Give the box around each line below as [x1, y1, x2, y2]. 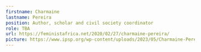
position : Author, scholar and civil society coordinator [5, 20, 154, 26]
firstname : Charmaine [5, 8, 60, 15]
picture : [5, 36, 28, 42]
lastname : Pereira [5, 14, 52, 20]
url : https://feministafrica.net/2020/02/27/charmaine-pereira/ [5, 31, 170, 37]
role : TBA [5, 25, 31, 32]
